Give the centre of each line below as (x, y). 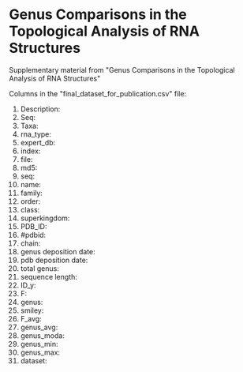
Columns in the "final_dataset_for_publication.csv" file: (98, 93)
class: (30, 209)
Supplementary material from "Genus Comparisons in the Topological (122, 70)
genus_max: (40, 352)
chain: (30, 243)
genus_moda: (43, 335)
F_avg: (31, 318)
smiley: (32, 310)
